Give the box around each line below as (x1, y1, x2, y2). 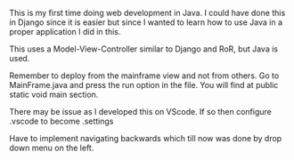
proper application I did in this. (9, 27, 121, 36)
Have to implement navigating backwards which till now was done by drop (9, 133, 282, 143)
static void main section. (9, 89, 99, 100)
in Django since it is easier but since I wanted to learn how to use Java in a (9, 17, 283, 28)
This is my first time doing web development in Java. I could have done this (9, 8, 286, 18)
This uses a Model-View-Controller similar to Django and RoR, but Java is (9, 44, 279, 54)
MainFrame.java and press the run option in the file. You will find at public (9, 80, 279, 90)
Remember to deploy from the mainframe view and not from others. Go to (9, 70, 280, 81)
